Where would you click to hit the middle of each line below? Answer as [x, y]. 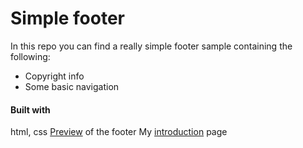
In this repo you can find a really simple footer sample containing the [151, 46]
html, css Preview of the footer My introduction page [119, 132]
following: [30, 56]
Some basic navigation [72, 86]
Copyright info [54, 76]
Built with [30, 109]
